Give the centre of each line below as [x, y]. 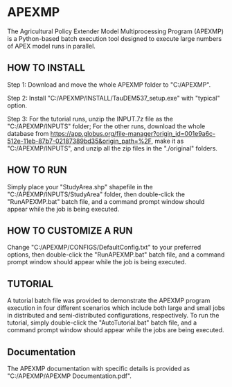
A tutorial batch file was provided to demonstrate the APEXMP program [109, 301]
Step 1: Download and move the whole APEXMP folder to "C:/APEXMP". [109, 85]
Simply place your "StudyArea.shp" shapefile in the [80, 187]
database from [28, 133]
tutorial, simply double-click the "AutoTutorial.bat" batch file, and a [102, 322]
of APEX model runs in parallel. [51, 46]
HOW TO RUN [37, 170]
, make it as [168, 141]
